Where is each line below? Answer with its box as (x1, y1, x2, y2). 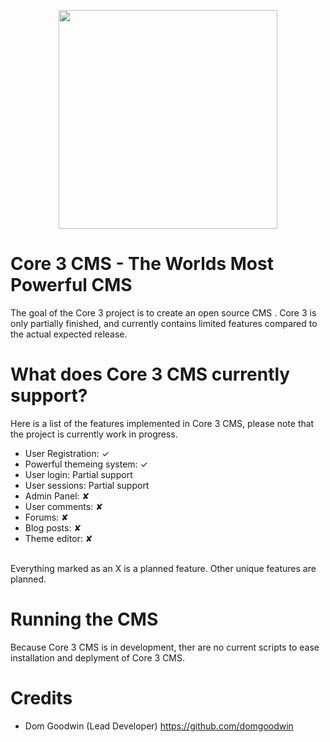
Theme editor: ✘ (24, 532, 93, 544)
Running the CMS (10, 608, 159, 631)
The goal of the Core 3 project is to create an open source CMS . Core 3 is (10, 306, 317, 319)
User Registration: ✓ (24, 447, 110, 459)
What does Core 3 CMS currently (10, 363, 291, 386)
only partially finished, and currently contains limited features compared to (10, 317, 318, 329)
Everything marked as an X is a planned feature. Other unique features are (10, 562, 317, 574)
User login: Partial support (24, 468, 133, 480)
